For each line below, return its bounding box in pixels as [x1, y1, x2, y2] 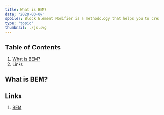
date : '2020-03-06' [5, 12, 45, 16]
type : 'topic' [5, 20, 34, 26]
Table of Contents [5, 43, 61, 51]
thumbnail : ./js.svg [5, 25, 47, 30]
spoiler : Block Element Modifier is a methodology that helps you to [5, 16, 150, 21]
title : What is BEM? [5, 7, 47, 12]
